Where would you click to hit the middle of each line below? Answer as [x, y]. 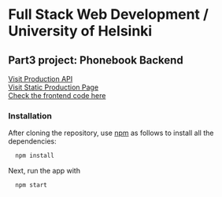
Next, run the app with [44, 171]
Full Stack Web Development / [108, 15]
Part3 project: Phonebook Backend [96, 60]
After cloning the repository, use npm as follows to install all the [111, 133]
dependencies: [32, 141]
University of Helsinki [80, 31]
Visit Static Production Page [54, 87]
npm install [35, 156]
